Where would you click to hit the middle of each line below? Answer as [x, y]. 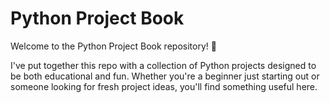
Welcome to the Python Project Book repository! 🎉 [113, 46]
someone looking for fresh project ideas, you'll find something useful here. [164, 86]
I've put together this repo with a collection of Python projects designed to [163, 65]
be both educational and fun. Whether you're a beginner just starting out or [165, 76]
